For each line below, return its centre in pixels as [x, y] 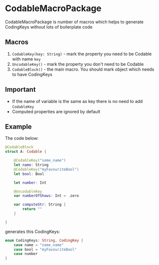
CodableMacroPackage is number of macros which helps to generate [74, 22]
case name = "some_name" [39, 245]
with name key [26, 59]
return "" [32, 209]
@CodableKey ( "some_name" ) [40, 161]
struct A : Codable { [26, 152]
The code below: [22, 138]
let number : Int [30, 183]
